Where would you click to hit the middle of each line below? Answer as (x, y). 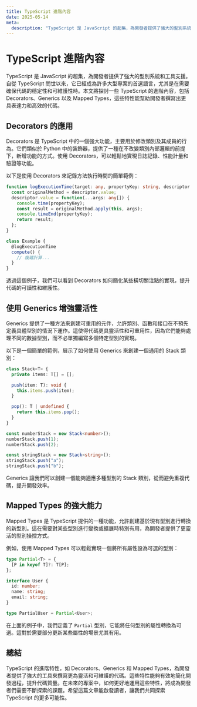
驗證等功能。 (21, 163)
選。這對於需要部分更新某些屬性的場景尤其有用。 (65, 632)
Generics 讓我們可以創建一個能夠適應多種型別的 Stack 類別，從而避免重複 (95, 478)
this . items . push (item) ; (46, 391)
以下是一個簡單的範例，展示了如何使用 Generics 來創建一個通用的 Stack (93, 350)
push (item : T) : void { (39, 385)
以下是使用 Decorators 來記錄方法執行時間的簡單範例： (72, 176)
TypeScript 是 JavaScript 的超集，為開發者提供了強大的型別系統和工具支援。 (98, 76)
